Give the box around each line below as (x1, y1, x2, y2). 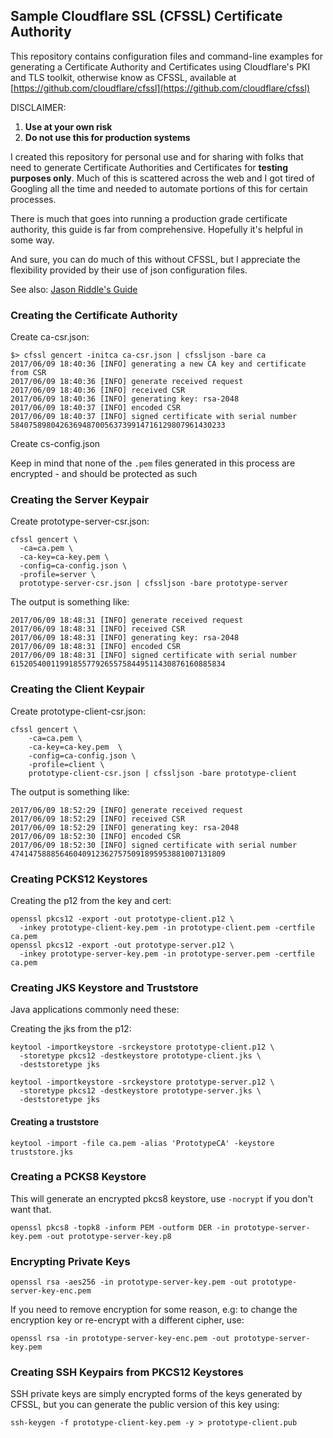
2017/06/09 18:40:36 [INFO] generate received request (10, 377, 244, 387)
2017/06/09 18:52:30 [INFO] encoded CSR (10, 831, 182, 841)
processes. (10, 193, 57, 205)
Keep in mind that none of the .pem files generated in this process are (10, 457, 296, 469)
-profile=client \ (28, 759, 105, 769)
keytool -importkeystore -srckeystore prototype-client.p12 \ (10, 1042, 275, 1053)
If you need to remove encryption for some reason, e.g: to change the (10, 1304, 298, 1316)
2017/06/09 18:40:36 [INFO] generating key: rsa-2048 (10, 394, 240, 404)
